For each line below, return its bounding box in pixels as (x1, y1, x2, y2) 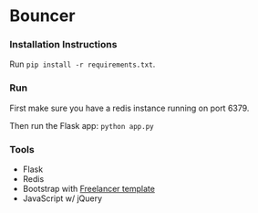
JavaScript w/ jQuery (22, 193, 103, 204)
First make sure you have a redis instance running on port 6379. (9, 102, 250, 113)
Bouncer (9, 5, 76, 27)
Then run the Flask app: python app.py (9, 120, 154, 131)
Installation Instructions (9, 38, 118, 51)
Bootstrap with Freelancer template (22, 184, 155, 195)
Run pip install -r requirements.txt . (9, 59, 156, 69)
